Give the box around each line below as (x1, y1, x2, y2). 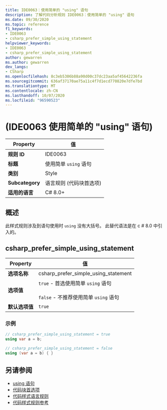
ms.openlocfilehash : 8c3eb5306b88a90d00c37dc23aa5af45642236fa (5, 74, 143, 79)
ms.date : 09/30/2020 (5, 17, 49, 22)
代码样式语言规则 (12, 393, 49, 399)
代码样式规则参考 (12, 399, 49, 406)
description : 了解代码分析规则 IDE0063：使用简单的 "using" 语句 (5, 12, 135, 17)
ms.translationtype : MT (5, 83, 56, 88)
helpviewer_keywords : (5, 41, 51, 46)
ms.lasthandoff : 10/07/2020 (5, 93, 65, 98)
